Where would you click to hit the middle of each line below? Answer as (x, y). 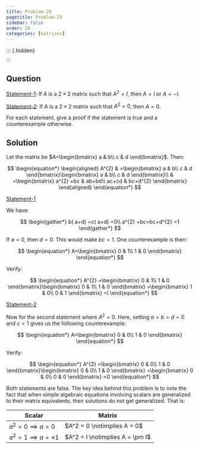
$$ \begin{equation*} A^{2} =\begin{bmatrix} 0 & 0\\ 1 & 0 (100, 364)
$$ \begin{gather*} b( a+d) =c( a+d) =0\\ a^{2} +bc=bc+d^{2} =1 (100, 222)
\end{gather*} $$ (100, 228)
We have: (18, 211)
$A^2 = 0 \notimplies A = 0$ (104, 426)
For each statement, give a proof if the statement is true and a (82, 118)
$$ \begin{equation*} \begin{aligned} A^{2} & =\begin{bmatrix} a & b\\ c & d (100, 168)
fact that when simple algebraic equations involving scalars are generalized (99, 394)
